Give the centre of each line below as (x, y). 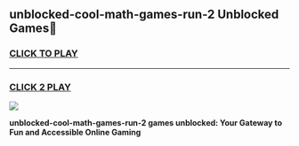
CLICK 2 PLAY (40, 87)
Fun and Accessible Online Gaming (75, 132)
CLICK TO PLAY (44, 54)
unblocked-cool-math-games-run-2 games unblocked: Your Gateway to (146, 122)
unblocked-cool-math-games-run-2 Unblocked (144, 15)
